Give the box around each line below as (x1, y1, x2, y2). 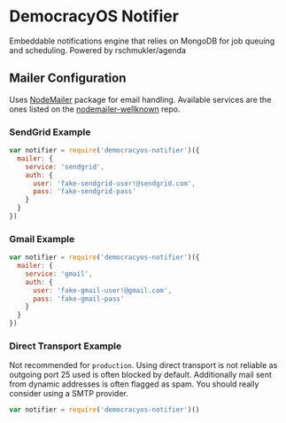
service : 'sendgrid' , (25, 162, 104, 171)
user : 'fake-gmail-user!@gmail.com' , (32, 286, 173, 294)
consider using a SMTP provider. (9, 388, 128, 399)
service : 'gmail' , (25, 269, 93, 278)
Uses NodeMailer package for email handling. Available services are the (9, 94, 272, 105)
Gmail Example (9, 232, 75, 245)
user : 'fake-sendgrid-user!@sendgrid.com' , (32, 179, 197, 188)
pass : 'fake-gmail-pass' (32, 294, 125, 303)
